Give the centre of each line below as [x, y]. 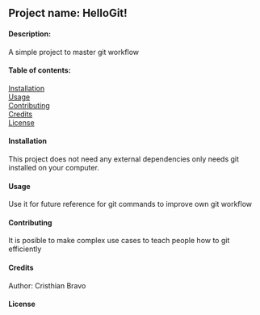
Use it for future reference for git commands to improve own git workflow [130, 204]
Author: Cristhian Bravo [47, 285]
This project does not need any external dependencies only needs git [124, 159]
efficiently [25, 249]
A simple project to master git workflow [74, 52]
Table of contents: [40, 70]
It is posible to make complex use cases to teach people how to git [119, 241]
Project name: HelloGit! [68, 13]
